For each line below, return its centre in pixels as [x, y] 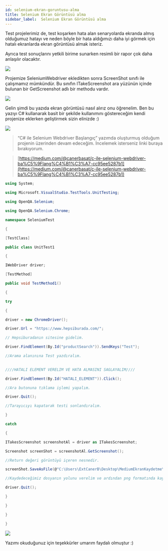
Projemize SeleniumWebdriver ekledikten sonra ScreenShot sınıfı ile [75, 78]
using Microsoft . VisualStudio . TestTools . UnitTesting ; [62, 193]
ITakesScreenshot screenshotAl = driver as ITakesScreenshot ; [71, 442]
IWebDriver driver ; [25, 265]
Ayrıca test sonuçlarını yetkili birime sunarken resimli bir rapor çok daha [79, 54]
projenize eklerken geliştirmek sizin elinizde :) [52, 119]
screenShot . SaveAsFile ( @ [31, 469]
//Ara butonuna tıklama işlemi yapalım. [48, 388]
